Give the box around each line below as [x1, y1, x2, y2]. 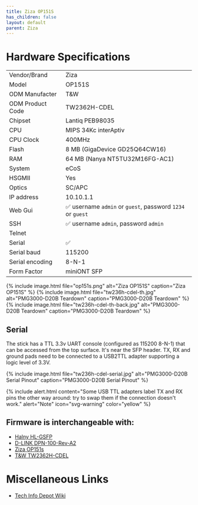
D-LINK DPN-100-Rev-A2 [14, 439, 77, 446]
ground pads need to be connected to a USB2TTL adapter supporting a [6, 353, 180, 360]
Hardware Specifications [6, 51, 131, 64]
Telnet [9, 229, 27, 237]
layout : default [6, 19, 46, 25]
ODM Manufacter [9, 90, 57, 98]
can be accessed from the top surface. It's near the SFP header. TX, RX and [6, 347, 190, 353]
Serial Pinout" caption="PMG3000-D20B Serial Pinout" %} [6, 377, 148, 383]
